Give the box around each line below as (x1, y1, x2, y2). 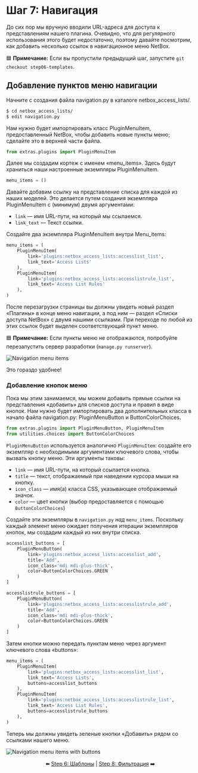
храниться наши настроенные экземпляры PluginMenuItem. (6, 166, 159, 173)
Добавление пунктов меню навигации (6, 80, 158, 90)
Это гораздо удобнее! (6, 366, 62, 373)
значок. (14, 492, 35, 499)
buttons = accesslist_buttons (27, 680, 97, 686)
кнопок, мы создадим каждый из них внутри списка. (6, 529, 141, 536)
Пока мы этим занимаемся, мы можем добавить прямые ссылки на (6, 395, 181, 402)
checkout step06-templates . (6, 63, 75, 70)
